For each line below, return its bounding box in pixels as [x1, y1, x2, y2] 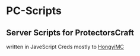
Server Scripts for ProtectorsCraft [6, 28, 135, 38]
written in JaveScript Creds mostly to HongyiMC [6, 43, 125, 50]
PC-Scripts [6, 4, 62, 18]
